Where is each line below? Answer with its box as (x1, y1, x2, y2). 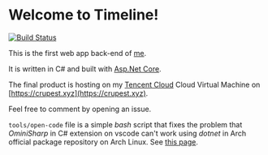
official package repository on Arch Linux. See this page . (8, 136, 199, 147)
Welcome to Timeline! (8, 6, 159, 24)
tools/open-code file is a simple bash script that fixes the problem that (8, 119, 243, 129)
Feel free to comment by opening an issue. (8, 104, 152, 114)
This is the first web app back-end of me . (8, 48, 147, 58)
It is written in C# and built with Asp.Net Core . (8, 63, 162, 74)
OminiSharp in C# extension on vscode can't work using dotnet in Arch (8, 128, 247, 138)
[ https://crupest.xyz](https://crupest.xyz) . (8, 88, 149, 98)
